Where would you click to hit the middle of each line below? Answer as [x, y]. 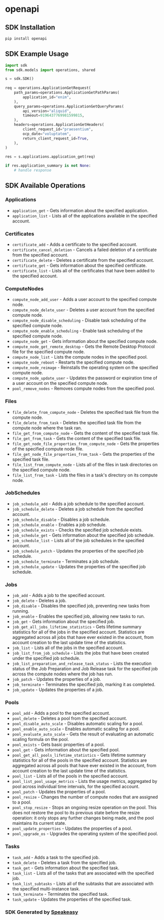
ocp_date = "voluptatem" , [47, 134]
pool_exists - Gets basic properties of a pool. [58, 745]
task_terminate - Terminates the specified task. [60, 894]
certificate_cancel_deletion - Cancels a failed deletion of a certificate [84, 250]
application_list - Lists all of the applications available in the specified [85, 216]
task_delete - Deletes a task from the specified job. [64, 862]
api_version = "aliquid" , [47, 111]
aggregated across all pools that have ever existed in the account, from [84, 766]
